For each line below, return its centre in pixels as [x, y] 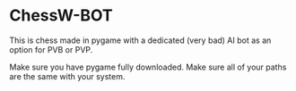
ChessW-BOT [61, 16]
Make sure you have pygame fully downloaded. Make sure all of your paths [148, 67]
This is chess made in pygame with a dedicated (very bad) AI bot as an [140, 40]
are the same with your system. [67, 76]
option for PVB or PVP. [51, 49]
